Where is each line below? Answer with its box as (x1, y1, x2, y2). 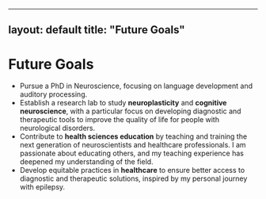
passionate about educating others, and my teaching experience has (19, 148, 244, 159)
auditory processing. (19, 90, 88, 99)
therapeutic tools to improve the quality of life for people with (19, 115, 220, 124)
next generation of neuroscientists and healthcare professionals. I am (19, 140, 247, 150)
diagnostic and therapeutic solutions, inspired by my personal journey (19, 174, 248, 183)
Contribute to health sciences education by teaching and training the (19, 132, 248, 141)
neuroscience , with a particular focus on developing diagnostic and (19, 106, 241, 116)
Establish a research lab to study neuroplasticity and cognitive (19, 98, 227, 108)
